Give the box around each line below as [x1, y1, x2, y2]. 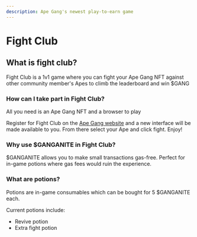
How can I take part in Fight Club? [6, 94, 105, 103]
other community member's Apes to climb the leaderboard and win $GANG [6, 79, 190, 87]
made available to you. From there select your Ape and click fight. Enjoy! [6, 126, 183, 133]
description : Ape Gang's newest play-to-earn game [6, 8, 134, 15]
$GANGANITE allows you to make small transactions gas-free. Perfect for [6, 154, 185, 161]
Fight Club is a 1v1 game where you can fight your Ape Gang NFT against [6, 73, 185, 81]
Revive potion [14, 217, 49, 225]
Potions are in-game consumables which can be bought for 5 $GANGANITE [6, 188, 190, 196]
